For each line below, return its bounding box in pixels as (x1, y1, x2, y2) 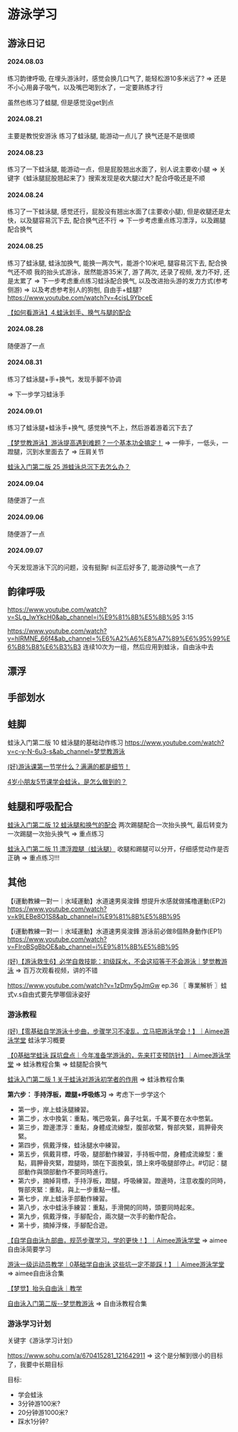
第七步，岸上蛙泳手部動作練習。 (17, 1194, 112, 1203)
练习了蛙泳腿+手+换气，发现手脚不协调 (7, 375, 122, 383)
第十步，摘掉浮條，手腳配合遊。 (17, 1221, 112, 1230)
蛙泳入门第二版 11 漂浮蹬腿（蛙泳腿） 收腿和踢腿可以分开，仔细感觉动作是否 (7, 845, 229, 853)
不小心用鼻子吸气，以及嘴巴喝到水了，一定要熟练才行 (7, 83, 163, 91)
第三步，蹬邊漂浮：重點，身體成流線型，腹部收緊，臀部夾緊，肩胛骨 (17, 1123, 217, 1132)
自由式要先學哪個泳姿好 (21, 990, 91, 999)
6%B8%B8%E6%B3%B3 (7, 642, 82, 651)
